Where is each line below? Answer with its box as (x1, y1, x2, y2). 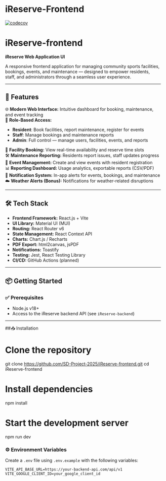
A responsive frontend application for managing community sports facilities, (5, 63, 160, 69)
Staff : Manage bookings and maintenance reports (12, 132, 114, 137)
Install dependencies (5, 384, 93, 395)
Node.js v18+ (12, 305, 40, 311)
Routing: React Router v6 (12, 225, 64, 231)
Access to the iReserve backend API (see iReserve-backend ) (12, 311, 135, 317)
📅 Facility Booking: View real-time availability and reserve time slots (5, 146, 144, 152)
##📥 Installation (5, 325, 39, 331)
